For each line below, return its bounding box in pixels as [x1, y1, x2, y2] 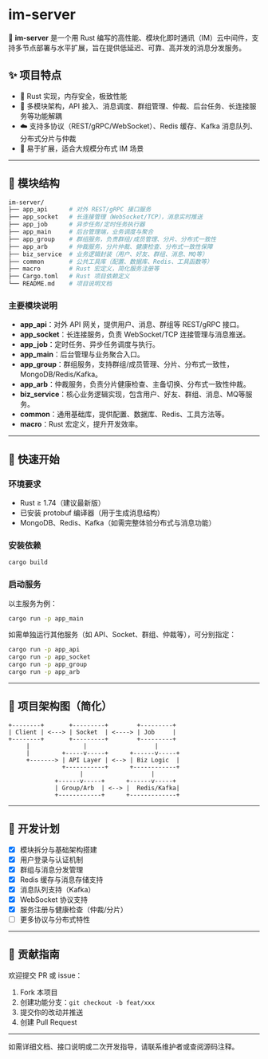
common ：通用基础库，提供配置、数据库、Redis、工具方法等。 [19, 409, 229, 419]
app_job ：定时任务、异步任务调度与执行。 [19, 340, 160, 349]
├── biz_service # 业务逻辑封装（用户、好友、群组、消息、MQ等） [8, 250, 209, 258]
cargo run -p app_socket [8, 653, 91, 661]
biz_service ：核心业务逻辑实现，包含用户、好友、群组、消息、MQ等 [19, 389, 246, 400]
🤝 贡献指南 [8, 947, 60, 962]
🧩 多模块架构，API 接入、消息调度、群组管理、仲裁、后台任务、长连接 [19, 101, 250, 111]
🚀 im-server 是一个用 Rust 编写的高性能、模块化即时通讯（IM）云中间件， [8, 33, 253, 42]
